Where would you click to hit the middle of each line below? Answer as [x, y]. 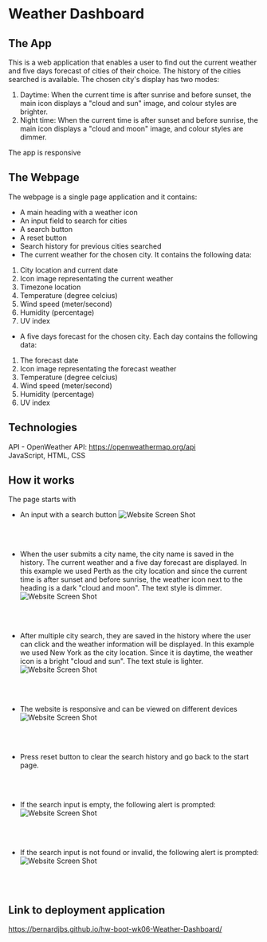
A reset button [43, 237]
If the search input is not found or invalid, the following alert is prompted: [139, 853]
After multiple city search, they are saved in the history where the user [135, 636]
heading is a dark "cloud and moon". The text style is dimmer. [121, 588]
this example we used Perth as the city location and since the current [133, 571]
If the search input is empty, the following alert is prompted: [118, 805]
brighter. [34, 112]
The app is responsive [45, 153]
